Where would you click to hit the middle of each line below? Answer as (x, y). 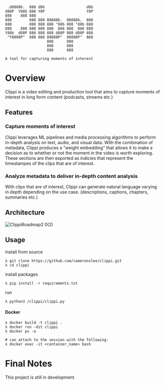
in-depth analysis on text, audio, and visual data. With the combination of (79, 142)
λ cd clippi (17, 265)
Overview (25, 78)
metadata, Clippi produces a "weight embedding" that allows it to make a (79, 148)
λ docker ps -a (21, 331)
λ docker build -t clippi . (34, 323)
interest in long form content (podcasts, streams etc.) (59, 97)
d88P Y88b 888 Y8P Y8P (49, 11)
